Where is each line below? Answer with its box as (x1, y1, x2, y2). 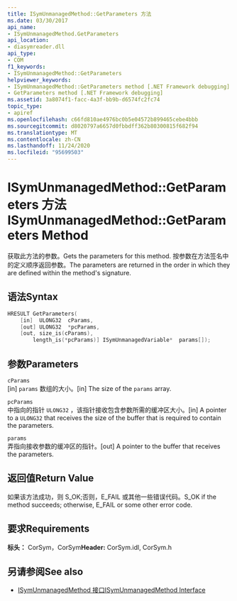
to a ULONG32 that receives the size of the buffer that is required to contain (7, 413, 221, 422)
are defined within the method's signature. (7, 268, 131, 277)
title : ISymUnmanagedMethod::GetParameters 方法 (7, 10, 152, 18)
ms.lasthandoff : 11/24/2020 (7, 143, 91, 150)
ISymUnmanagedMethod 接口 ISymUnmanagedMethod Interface (17, 586, 206, 595)
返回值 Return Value (7, 473, 94, 485)
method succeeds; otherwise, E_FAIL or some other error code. (7, 500, 193, 509)
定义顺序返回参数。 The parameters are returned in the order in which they (13, 260, 231, 269)
